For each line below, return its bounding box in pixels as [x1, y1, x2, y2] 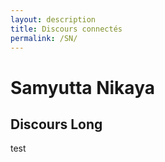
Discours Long [10, 116, 103, 133]
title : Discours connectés [10, 24, 123, 34]
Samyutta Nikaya [10, 76, 155, 99]
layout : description [10, 14, 97, 25]
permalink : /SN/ [10, 33, 78, 43]
